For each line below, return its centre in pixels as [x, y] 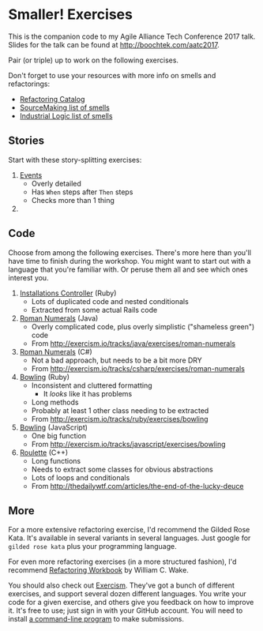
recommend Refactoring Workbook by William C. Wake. [99, 570]
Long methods [55, 402]
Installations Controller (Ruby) [68, 293]
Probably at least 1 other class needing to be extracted [120, 410]
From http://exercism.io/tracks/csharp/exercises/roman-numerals [138, 368]
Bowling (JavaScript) [54, 427]
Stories [26, 141]
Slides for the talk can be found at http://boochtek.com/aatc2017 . [114, 44]
